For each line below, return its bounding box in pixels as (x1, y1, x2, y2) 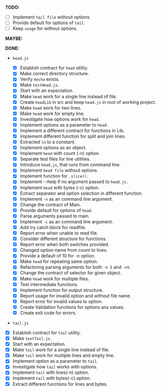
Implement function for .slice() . (20, 173, 88, 179)
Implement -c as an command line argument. (20, 218, 113, 225)
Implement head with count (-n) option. (20, 150, 101, 156)
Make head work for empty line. (20, 110, 85, 117)
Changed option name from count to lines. (20, 247, 108, 253)
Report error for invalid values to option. (20, 298, 103, 304)
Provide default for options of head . (20, 207, 93, 213)
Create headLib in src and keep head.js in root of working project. (20, 99, 156, 105)
